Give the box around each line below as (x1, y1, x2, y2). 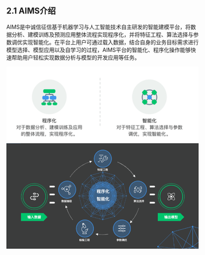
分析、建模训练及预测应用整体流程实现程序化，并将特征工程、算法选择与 (11, 31, 193, 38)
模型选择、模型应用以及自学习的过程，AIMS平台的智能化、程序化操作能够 (6, 46, 191, 53)
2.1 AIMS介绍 (6, 6, 56, 17)
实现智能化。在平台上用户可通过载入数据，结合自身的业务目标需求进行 (22, 39, 199, 46)
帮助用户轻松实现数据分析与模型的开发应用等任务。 (11, 54, 140, 61)
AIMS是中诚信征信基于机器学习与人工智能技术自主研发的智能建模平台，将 (6, 23, 191, 31)
